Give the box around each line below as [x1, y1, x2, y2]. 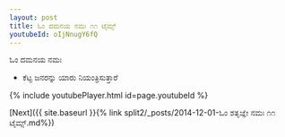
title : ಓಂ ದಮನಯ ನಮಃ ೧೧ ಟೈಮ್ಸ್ [9, 21, 117, 30]
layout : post [9, 13, 58, 22]
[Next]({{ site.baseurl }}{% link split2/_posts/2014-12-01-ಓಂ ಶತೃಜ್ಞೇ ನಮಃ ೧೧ [9, 107, 276, 118]
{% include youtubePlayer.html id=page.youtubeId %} [9, 90, 209, 101]
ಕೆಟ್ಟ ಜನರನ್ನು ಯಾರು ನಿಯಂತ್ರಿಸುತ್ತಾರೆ [22, 73, 118, 83]
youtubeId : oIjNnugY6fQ [9, 30, 99, 39]
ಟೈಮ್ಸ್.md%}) [9, 117, 56, 128]
